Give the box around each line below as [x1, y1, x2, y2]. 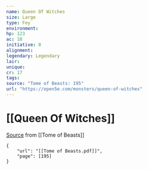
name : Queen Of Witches [6, 8, 66, 15]
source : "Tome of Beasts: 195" [6, 81, 84, 87]
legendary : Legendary [6, 53, 60, 59]
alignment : [6, 48, 33, 53]
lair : [6, 58, 20, 64]
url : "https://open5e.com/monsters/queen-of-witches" [6, 86, 143, 92]
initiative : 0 [6, 42, 42, 48]
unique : [6, 64, 26, 70]
